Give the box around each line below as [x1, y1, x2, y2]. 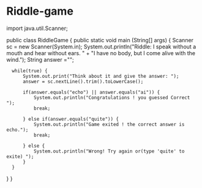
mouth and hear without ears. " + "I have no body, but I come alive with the [6, 49, 196, 56]
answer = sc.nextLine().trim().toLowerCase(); [22, 78, 144, 85]
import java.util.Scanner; [6, 24, 69, 32]
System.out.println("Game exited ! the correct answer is [33, 121, 185, 127]
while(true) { [12, 67, 48, 74]
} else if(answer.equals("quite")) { [22, 116, 119, 122]
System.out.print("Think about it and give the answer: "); [22, 73, 179, 79]
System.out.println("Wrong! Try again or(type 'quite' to [33, 148, 185, 154]
